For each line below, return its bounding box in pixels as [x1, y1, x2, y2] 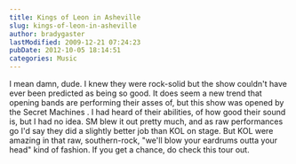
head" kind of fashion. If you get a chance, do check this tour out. [9, 144, 251, 155]
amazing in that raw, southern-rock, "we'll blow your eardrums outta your [9, 135, 278, 145]
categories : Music [9, 54, 77, 63]
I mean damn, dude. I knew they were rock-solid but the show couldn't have [9, 79, 287, 89]
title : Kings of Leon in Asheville [9, 12, 141, 22]
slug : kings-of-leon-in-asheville [9, 21, 138, 30]
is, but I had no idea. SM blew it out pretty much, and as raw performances [9, 116, 284, 127]
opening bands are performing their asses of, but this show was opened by [9, 98, 284, 107]
